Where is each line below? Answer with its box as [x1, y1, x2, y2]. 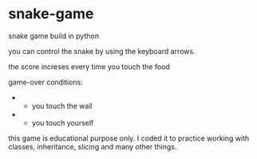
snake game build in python [8, 31, 100, 41]
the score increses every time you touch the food [8, 61, 170, 72]
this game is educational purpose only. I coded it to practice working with [8, 133, 250, 143]
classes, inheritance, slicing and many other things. [8, 142, 177, 151]
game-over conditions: [8, 77, 84, 87]
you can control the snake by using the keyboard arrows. [8, 46, 196, 56]
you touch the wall [31, 101, 93, 111]
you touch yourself [31, 118, 94, 127]
